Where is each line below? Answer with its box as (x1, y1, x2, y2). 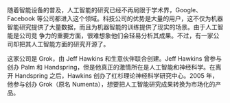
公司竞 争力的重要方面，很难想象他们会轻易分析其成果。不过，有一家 (19, 31, 214, 40)
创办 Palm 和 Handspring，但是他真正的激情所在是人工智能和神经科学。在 (7, 63, 216, 71)
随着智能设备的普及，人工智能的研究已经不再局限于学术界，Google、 (7, 6, 203, 14)
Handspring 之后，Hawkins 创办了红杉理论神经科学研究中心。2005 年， (14, 72, 218, 80)
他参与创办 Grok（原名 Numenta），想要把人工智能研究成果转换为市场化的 (7, 80, 216, 88)
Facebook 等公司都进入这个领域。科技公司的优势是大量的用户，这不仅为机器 (7, 14, 223, 23)
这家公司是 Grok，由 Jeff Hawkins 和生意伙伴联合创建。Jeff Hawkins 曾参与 (7, 55, 222, 63)
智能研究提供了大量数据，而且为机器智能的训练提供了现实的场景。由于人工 (7, 23, 218, 31)
